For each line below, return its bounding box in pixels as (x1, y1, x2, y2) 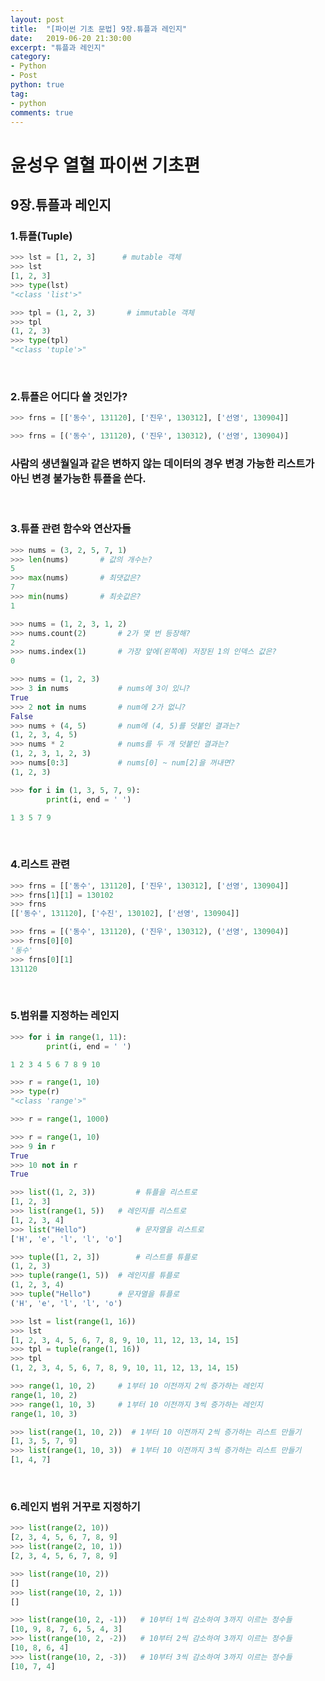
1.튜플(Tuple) (10, 229, 73, 243)
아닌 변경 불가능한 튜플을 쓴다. (10, 471, 147, 485)
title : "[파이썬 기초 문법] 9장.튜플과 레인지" (10, 24, 188, 34)
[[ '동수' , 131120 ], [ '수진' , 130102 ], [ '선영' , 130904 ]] (10, 909, 240, 919)
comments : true (10, 107, 74, 118)
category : (10, 52, 52, 62)
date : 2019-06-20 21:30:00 (10, 33, 132, 43)
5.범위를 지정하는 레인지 (10, 1009, 120, 1023)
